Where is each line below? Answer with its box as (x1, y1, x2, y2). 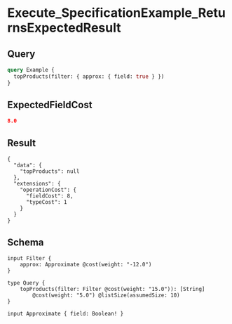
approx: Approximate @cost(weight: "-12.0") (20, 261, 152, 268)
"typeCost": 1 (25, 199, 68, 206)
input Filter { (7, 254, 52, 261)
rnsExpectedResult (7, 20, 121, 36)
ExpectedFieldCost (7, 99, 93, 111)
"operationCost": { (20, 186, 77, 194)
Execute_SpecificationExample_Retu (7, 5, 226, 21)
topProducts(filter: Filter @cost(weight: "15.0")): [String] (20, 285, 205, 292)
